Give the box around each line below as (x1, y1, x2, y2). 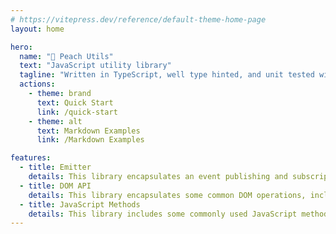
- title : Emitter (19, 162, 92, 173)
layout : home (10, 24, 65, 34)
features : (10, 153, 52, 163)
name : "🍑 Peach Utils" (19, 51, 114, 61)
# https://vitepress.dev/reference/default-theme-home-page (10, 14, 267, 25)
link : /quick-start (36, 107, 118, 117)
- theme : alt (28, 116, 83, 126)
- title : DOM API (19, 181, 92, 191)
